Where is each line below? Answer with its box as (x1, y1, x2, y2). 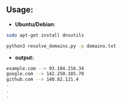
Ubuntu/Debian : (14, 20, 56, 27)
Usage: (6, 5, 34, 15)
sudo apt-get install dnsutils (6, 32, 84, 38)
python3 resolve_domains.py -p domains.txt (6, 43, 117, 49)
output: (14, 54, 34, 61)
